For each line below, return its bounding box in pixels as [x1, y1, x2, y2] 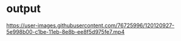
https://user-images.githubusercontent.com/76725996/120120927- [6, 22, 175, 29]
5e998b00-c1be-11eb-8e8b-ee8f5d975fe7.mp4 [6, 28, 125, 35]
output [6, 2, 41, 16]
